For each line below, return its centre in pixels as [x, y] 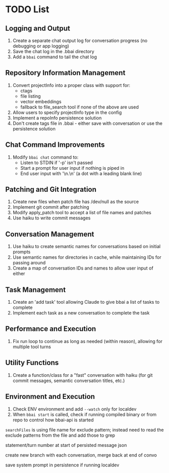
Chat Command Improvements [55, 145]
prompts [21, 252]
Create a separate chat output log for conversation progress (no [80, 40]
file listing [30, 96]
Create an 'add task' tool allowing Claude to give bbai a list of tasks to [86, 302]
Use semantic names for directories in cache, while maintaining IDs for [87, 257]
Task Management [35, 290]
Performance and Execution [51, 329]
